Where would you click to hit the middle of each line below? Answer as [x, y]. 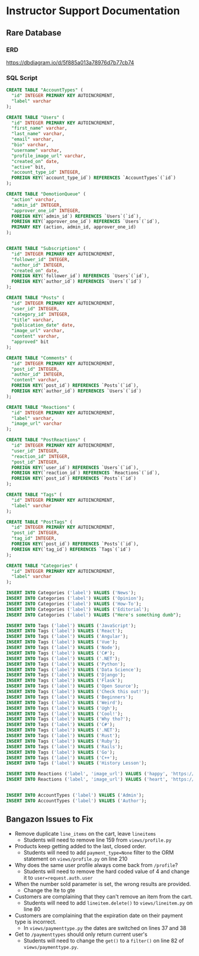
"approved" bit [30, 342]
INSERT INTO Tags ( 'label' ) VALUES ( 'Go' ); [61, 752]
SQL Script [22, 78]
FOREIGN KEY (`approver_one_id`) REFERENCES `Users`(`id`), [86, 222]
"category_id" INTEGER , [41, 314]
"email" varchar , [33, 139]
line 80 [32, 909]
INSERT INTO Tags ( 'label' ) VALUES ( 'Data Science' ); [74, 670]
